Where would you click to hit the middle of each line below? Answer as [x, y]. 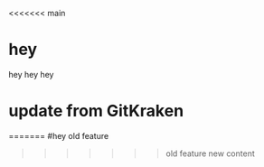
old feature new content [210, 153]
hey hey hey [31, 74]
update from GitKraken [96, 111]
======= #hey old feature [59, 135]
